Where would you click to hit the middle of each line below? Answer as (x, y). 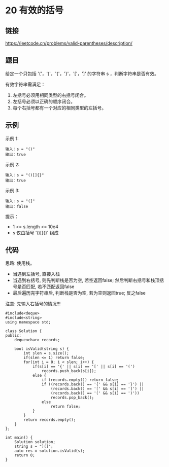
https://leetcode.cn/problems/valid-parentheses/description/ (69, 43)
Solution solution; (35, 442)
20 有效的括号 (35, 10)
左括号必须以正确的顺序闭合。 (44, 101)
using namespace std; (28, 322)
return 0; (25, 455)
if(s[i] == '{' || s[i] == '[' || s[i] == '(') (84, 367)
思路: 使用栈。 (20, 263)
